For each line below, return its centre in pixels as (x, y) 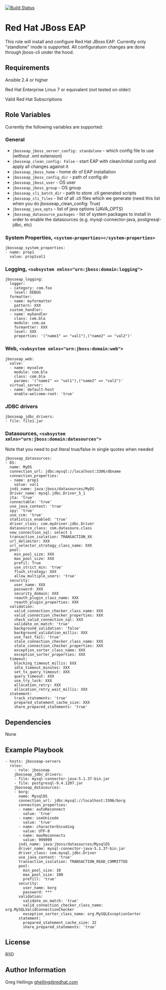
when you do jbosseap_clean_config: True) (56, 203)
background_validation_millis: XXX (51, 633)
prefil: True (28, 563)
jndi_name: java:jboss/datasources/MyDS (52, 489)
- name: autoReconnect (42, 809)
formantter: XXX (31, 327)
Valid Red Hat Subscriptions (34, 99)
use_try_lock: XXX (33, 681)
